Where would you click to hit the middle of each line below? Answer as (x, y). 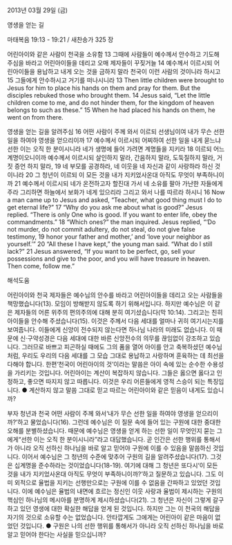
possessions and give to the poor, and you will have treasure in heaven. (109, 259)
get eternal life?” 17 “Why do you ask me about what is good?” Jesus (105, 207)
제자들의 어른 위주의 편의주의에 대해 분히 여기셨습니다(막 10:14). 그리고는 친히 (118, 312)
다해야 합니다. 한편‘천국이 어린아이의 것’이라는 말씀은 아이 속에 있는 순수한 (106, 364)
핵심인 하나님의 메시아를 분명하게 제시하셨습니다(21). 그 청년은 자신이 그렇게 (109, 500)
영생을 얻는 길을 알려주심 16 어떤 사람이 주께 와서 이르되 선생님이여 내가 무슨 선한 (116, 131)
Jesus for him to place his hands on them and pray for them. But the (104, 88)
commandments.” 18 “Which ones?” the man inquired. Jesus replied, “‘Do (112, 222)
